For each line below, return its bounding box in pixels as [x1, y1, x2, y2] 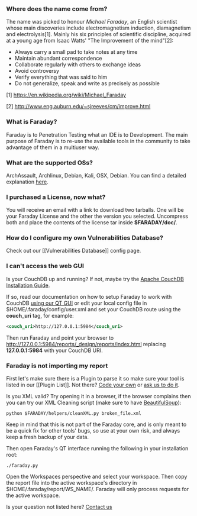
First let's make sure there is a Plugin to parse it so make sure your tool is [6, 375, 185, 382]
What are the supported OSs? [6, 159, 93, 167]
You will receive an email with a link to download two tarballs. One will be [6, 207, 185, 214]
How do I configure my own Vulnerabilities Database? [6, 234, 164, 242]
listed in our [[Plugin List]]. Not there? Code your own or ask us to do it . [6, 381, 180, 388]
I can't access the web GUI [6, 262, 84, 270]
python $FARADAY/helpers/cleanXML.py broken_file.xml [6, 410, 142, 416]
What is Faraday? [6, 118, 57, 126]
